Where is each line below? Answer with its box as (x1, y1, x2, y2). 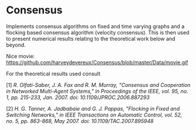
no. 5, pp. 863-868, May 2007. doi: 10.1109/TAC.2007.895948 (6, 117, 154, 124)
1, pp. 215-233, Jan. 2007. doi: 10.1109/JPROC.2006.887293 (6, 94, 150, 101)
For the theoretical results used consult (6, 70, 101, 77)
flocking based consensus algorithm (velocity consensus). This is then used (6, 29, 190, 36)
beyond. (6, 41, 26, 48)
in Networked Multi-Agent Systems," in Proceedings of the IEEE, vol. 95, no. (6, 87, 188, 94)
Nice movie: (6, 52, 35, 59)
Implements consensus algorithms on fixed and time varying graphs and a (6, 23, 185, 30)
